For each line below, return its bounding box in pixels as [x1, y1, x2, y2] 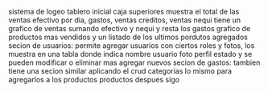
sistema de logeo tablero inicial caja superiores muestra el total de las [8, 7, 240, 16]
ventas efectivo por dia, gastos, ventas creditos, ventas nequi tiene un [8, 15, 241, 25]
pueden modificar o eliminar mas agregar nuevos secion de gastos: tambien [8, 58, 261, 67]
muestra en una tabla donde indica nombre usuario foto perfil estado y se [8, 50, 253, 58]
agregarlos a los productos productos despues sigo [8, 75, 179, 84]
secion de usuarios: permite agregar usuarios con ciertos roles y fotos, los [8, 41, 255, 50]
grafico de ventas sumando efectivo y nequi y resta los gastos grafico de [8, 24, 251, 33]
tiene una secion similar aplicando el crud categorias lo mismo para [8, 66, 232, 75]
